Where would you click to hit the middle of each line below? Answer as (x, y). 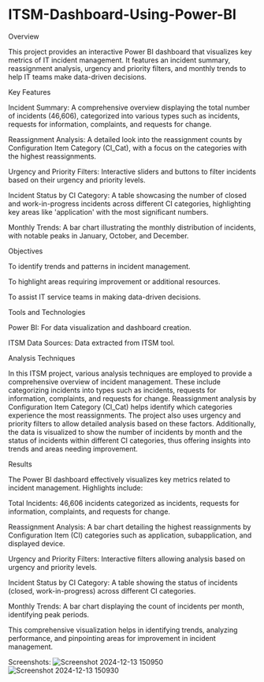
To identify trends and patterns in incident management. (99, 266)
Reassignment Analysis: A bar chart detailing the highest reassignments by (130, 526)
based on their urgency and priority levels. (77, 180)
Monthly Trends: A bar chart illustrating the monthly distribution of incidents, (132, 227)
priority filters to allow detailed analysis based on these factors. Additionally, (132, 423)
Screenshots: (30, 661)
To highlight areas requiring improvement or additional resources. (114, 281)
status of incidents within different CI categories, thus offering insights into (129, 440)
